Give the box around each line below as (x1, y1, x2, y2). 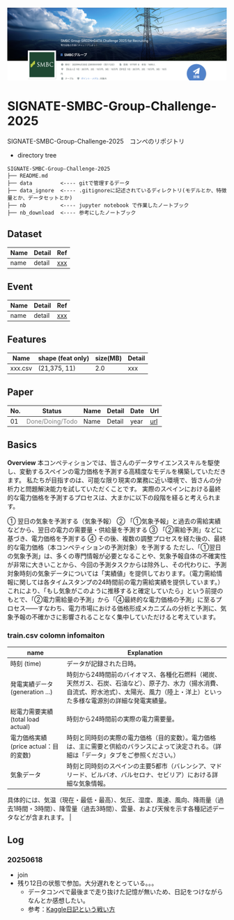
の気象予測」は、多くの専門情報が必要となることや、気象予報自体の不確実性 (7, 551, 227, 560)
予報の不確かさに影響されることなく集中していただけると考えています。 (13, 613, 220, 621)
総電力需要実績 (10, 707, 54, 716)
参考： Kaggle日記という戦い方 (27, 905, 116, 914)
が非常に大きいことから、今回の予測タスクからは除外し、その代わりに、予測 (7, 560, 227, 569)
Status (42, 407, 62, 415)
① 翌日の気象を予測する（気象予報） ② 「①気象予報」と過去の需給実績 (7, 516, 221, 525)
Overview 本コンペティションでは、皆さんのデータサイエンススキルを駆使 (7, 458, 221, 467)
